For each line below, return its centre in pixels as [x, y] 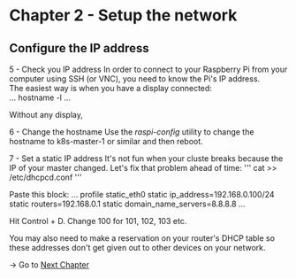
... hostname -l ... [40, 97]
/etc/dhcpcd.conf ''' [46, 177]
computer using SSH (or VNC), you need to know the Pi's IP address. [135, 79]
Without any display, [46, 115]
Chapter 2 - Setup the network [123, 15]
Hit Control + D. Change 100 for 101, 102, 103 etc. [98, 221]
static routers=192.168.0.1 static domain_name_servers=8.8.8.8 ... [127, 204]
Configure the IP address [80, 48]
